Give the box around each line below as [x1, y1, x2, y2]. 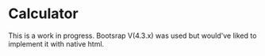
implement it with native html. [8, 39, 105, 48]
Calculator [8, 5, 79, 23]
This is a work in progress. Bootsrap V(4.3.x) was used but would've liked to [8, 31, 257, 40]
